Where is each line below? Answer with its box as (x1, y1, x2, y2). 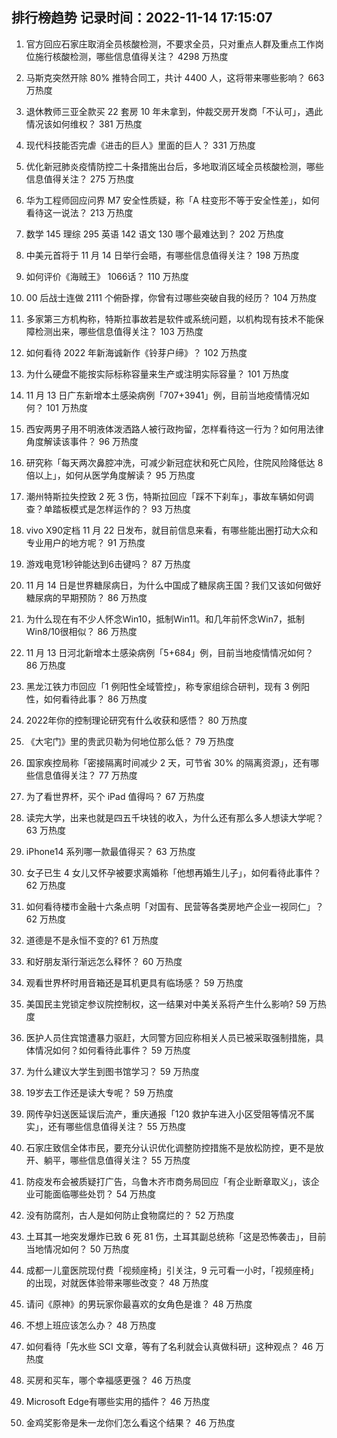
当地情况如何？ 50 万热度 (25, 1243, 130, 1255)
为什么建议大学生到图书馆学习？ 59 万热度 (25, 1065, 200, 1077)
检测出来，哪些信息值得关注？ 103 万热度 (34, 325, 204, 337)
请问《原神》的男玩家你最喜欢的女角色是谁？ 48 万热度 (25, 1298, 253, 1310)
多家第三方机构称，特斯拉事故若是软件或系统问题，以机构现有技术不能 (25, 313, 316, 325)
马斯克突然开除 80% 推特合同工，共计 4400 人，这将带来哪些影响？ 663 (25, 71, 325, 83)
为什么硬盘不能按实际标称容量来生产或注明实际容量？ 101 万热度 (25, 368, 289, 380)
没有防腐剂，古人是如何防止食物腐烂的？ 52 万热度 (25, 1209, 235, 1221)
